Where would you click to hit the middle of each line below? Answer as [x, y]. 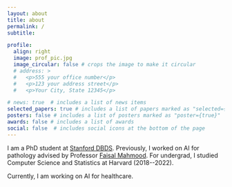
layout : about [28, 13]
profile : [20, 46]
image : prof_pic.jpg [43, 58]
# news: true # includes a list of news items [77, 103]
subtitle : [21, 33]
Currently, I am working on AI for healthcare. [70, 176]
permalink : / [26, 26]
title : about [26, 20]
